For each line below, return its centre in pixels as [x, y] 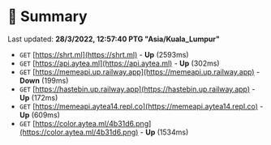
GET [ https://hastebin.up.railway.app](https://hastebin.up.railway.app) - [137, 89]
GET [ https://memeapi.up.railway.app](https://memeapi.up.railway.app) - [140, 71]
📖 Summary [47, 17]
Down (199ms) [44, 80]
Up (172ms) [39, 97]
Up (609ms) [39, 115]
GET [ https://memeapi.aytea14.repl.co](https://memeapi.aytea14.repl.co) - [141, 106]
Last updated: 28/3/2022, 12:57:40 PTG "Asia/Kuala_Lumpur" [114, 39]
